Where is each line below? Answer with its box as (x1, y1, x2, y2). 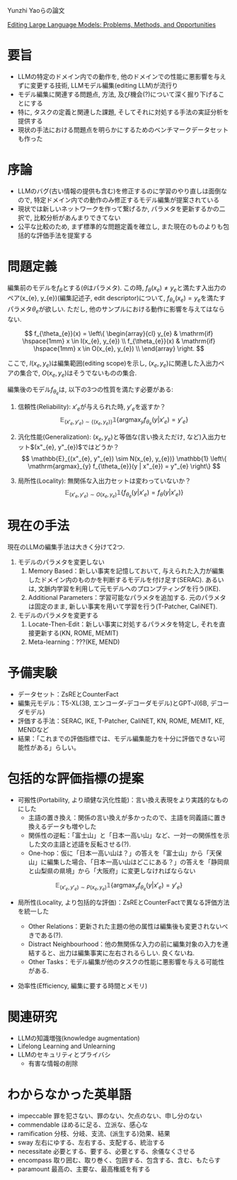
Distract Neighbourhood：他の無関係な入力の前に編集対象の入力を (28, 940, 223, 949)
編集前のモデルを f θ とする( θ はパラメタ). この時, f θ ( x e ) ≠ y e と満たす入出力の (7, 283, 226, 293)
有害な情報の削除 (28, 1059, 79, 1067)
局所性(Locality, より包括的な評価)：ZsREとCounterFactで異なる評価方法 (17, 898, 230, 907)
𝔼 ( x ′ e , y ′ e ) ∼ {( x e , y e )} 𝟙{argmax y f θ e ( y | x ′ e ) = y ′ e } (59, 415, 189, 427)
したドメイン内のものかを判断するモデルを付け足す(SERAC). (28, 576, 204, 584)
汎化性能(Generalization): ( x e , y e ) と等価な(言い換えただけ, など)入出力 (17, 432, 221, 442)
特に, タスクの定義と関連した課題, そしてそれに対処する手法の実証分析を (17, 107, 229, 116)
